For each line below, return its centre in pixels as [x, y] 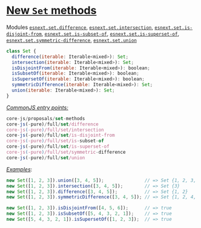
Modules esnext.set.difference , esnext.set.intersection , [80, 27]
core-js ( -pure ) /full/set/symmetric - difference [66, 152]
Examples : [19, 169]
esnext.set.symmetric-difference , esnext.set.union [72, 40]
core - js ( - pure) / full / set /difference [52, 124]
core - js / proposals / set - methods [46, 118]
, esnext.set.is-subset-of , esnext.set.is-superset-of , [110, 33]
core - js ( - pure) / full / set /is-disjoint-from [61, 135]
